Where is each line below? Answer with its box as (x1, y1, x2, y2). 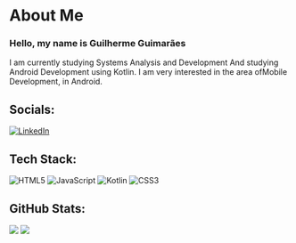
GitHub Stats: (9, 201, 86, 216)
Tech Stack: (9, 151, 78, 166)
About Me (9, 5, 84, 26)
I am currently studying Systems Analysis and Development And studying (9, 57, 279, 68)
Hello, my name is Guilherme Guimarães (9, 37, 186, 50)
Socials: (9, 101, 55, 117)
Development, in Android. (9, 77, 103, 87)
